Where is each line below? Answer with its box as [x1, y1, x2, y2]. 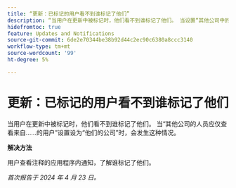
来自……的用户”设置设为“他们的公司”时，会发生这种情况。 [13, 128, 181, 137]
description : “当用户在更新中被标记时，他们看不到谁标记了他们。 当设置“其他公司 [7, 17, 220, 24]
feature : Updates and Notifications [7, 30, 114, 37]
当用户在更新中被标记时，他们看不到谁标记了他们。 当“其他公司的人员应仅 [7, 119, 221, 127]
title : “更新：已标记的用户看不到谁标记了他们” [7, 10, 130, 18]
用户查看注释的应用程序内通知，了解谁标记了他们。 [7, 158, 155, 166]
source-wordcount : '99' [7, 50, 77, 57]
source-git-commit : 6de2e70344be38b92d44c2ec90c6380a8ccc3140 [7, 37, 193, 44]
